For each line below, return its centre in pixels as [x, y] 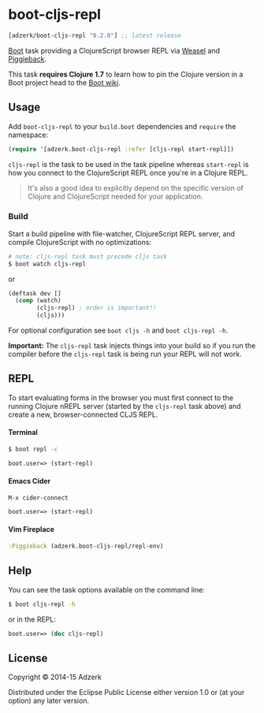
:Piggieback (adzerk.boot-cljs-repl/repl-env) [86, 546]
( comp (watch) [38, 301]
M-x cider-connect [38, 498]
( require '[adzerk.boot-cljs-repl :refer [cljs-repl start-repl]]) [121, 149]
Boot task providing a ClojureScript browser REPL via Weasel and [114, 50]
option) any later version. [48, 701]
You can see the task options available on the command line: [106, 589]
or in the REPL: [32, 619]
